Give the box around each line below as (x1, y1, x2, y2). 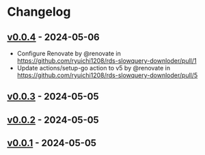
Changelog (7, 4, 71, 20)
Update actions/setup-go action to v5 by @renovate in (16, 64, 171, 72)
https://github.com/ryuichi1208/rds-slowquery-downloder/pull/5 (16, 71, 198, 79)
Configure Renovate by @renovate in (16, 49, 121, 57)
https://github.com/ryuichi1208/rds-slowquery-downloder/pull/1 (16, 57, 197, 65)
